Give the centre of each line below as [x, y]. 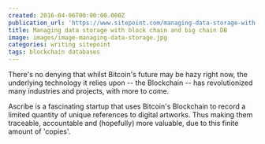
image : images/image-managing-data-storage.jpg [88, 37]
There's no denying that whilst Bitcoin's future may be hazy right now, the [128, 74]
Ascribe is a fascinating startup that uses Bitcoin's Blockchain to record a [127, 106]
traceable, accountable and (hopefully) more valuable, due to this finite [123, 123]
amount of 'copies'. [39, 131]
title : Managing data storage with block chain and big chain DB [118, 30]
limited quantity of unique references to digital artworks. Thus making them [131, 114]
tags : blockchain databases [54, 52]
